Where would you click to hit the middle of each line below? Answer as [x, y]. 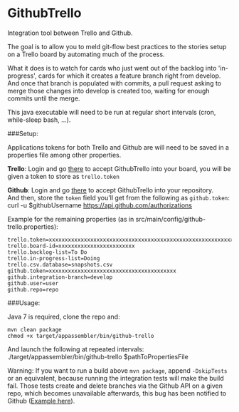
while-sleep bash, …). [39, 120]
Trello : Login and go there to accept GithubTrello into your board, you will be [119, 168]
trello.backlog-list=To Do [47, 252]
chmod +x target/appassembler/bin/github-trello [81, 336]
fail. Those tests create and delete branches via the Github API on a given [115, 386]
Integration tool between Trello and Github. [70, 33]
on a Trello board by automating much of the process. [86, 54]
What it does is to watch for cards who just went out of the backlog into [112, 68]
